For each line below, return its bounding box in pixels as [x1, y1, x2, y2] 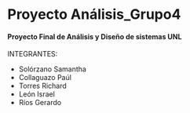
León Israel [18, 89, 56, 99]
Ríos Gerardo [18, 98, 62, 108]
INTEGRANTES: [7, 49, 58, 59]
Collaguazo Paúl [18, 73, 72, 82]
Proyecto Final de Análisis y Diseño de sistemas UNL [7, 31, 182, 41]
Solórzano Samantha [18, 64, 87, 74]
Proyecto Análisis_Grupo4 [7, 5, 181, 24]
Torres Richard [18, 81, 68, 91]
